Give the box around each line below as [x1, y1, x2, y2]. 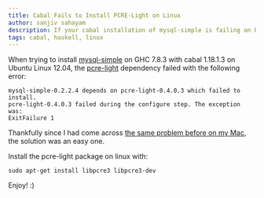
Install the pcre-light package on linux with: [8, 152, 148, 161]
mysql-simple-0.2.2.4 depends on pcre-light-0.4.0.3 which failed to [8, 87, 241, 95]
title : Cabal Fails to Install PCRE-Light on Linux [8, 11, 181, 20]
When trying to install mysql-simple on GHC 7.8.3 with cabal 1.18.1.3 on [8, 55, 236, 64]
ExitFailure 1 [8, 115, 55, 123]
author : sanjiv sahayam [8, 19, 86, 27]
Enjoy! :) [8, 181, 35, 190]
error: [8, 71, 27, 81]
